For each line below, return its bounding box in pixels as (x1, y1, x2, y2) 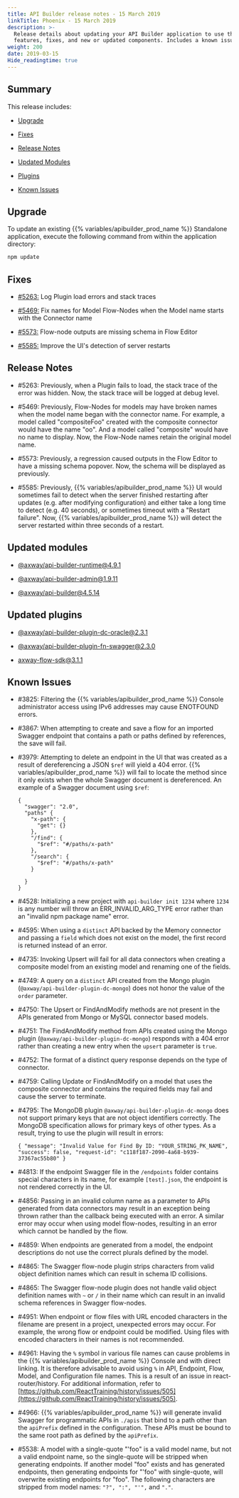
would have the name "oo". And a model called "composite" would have (17, 425, 229, 434)
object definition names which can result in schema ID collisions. (17, 1270, 208, 1278)
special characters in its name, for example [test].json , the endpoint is (17, 1175, 228, 1184)
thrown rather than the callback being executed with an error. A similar (17, 1212, 225, 1221)
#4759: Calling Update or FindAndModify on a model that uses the (17, 1077, 213, 1086)
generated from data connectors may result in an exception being (17, 1204, 211, 1213)
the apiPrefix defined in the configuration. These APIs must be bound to (17, 1424, 231, 1432)
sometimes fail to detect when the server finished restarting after (17, 490, 208, 499)
